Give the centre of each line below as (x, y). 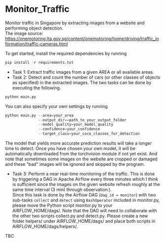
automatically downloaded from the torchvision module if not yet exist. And (81, 154)
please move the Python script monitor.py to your (62, 205)
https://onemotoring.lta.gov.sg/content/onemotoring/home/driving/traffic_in (82, 39)
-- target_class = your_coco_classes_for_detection (89, 134)
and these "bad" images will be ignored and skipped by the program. (75, 164)
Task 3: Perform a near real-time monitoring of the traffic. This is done (83, 174)
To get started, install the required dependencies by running (66, 53)
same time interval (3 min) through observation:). (62, 190)
